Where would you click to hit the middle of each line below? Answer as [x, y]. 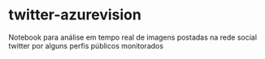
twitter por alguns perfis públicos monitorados [86, 45]
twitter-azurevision [75, 15]
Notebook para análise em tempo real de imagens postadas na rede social [133, 37]
